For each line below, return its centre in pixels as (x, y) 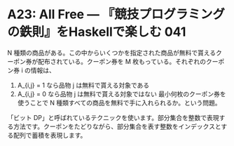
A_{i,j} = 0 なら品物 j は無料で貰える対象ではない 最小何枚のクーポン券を (122, 94)
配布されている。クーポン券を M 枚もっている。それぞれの (122, 61)
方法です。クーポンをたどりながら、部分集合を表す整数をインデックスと (117, 126)
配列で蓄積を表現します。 (50, 135)
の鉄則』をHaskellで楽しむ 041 (97, 32)
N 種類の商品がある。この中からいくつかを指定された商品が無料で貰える (112, 53)
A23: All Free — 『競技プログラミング (116, 14)
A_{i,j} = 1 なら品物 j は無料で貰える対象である (83, 85)
